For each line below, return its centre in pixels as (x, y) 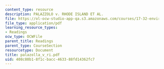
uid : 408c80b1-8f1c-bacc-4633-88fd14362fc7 (50, 59)
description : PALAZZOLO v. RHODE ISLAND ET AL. (54, 14)
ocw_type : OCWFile (24, 37)
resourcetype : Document (29, 50)
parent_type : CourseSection (34, 46)
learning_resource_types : (31, 28)
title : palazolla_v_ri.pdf (32, 55)
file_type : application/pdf (34, 23)
